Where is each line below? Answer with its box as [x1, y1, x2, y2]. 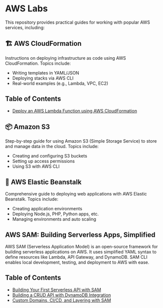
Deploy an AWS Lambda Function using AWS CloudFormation [12, 108, 137, 114]
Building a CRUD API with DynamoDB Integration [12, 292, 111, 298]
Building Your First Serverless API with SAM [12, 287, 101, 293]
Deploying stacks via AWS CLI [12, 75, 74, 81]
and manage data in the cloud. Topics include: [5, 144, 99, 150]
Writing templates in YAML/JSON [12, 70, 79, 76]
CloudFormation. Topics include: [5, 60, 71, 66]
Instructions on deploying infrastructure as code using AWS [5, 55, 127, 61]
